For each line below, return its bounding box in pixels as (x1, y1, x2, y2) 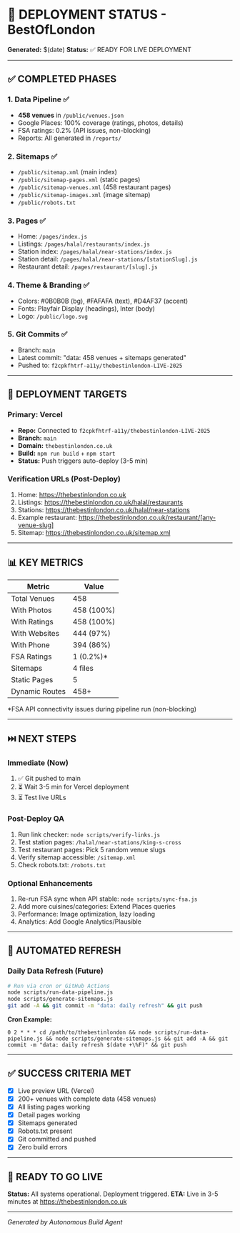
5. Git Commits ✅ (7, 329, 68, 339)
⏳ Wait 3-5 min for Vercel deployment (17, 782, 129, 792)
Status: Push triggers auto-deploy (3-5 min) (17, 456, 149, 465)
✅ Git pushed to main (17, 774, 81, 783)
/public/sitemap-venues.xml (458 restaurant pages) (17, 182, 171, 191)
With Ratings (11, 616, 54, 627)
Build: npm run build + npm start (17, 449, 116, 457)
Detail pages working (17, 1111, 81, 1119)
